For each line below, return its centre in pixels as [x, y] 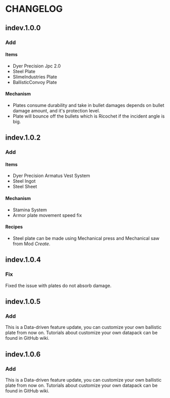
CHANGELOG [34, 9]
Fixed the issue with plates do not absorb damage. [58, 285]
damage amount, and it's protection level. [56, 110]
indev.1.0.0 [23, 28]
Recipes [14, 227]
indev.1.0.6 [23, 354]
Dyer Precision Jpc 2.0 [37, 66]
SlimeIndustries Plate [35, 77]
